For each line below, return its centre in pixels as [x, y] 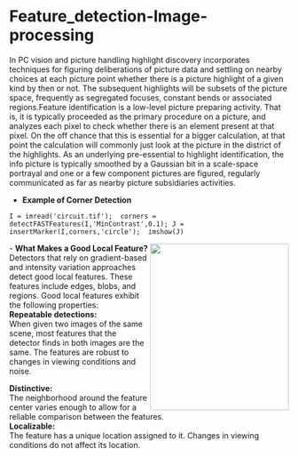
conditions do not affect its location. [75, 445]
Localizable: [32, 426]
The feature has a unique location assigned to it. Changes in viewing [134, 435]
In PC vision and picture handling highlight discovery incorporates [129, 60]
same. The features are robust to [69, 352]
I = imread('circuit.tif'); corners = [83, 216]
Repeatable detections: [53, 314]
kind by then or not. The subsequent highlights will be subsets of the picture [149, 88]
